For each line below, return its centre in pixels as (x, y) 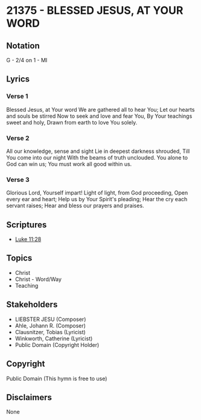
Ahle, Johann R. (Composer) (50, 325)
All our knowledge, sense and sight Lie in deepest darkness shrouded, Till (98, 151)
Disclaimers (29, 397)
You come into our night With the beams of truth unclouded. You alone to (97, 157)
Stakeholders (32, 305)
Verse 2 (18, 138)
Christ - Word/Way (38, 279)
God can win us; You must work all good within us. (69, 164)
